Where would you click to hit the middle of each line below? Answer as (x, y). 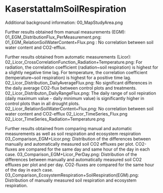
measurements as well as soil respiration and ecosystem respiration (73, 134)
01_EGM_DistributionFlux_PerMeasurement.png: (53, 37)
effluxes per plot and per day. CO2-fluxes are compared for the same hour (80, 165)
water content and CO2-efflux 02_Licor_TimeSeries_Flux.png (66, 114)
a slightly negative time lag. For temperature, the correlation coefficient (76, 72)
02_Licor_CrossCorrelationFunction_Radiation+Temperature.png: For (74, 62)
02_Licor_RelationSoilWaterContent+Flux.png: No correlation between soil (79, 109)
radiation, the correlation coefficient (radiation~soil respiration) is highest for (82, 67)
